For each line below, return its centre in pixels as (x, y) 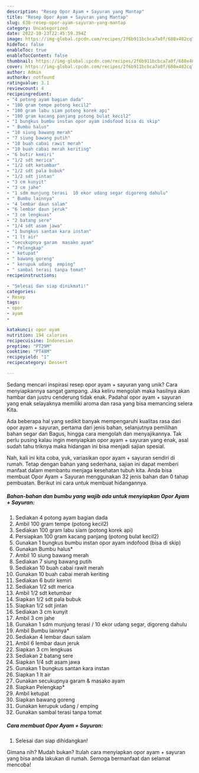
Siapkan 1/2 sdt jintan (41, 605)
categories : (21, 291)
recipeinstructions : (32, 275)
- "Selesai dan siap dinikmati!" (48, 286)
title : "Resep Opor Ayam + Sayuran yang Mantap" (68, 17)
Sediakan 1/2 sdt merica (45, 586)
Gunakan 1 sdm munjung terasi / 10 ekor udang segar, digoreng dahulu (101, 624)
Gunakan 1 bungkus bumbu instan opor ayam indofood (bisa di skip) (98, 543)
